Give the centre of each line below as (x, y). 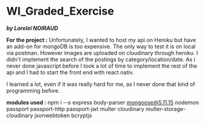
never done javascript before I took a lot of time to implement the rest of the (102, 66)
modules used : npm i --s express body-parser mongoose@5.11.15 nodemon (102, 102)
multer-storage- (166, 109)
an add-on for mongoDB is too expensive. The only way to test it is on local (101, 46)
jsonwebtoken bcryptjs (63, 115)
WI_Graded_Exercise (60, 11)
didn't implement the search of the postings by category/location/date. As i (101, 59)
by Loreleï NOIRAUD (32, 28)
